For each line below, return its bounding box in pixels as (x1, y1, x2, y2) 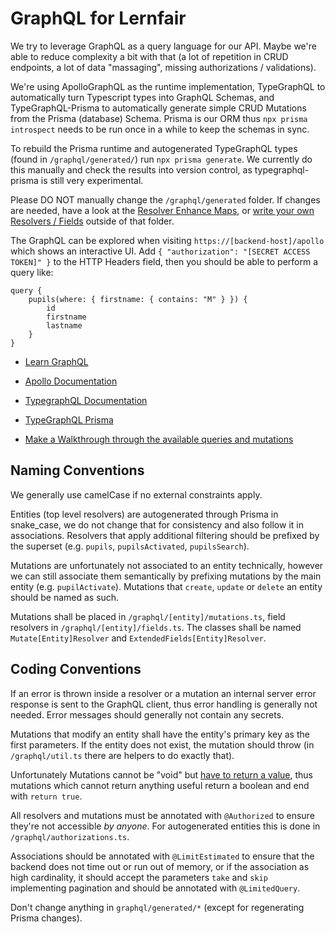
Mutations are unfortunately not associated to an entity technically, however (10, 559, 324, 571)
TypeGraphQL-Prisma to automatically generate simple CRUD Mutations (10, 102, 307, 114)
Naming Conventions (10, 462, 145, 479)
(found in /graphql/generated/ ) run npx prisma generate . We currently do (10, 153, 313, 165)
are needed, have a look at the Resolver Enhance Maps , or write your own (10, 204, 315, 216)
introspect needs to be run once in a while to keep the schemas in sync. (10, 123, 310, 135)
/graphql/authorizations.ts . (10, 830, 130, 842)
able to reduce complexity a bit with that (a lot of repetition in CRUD (10, 50, 289, 62)
